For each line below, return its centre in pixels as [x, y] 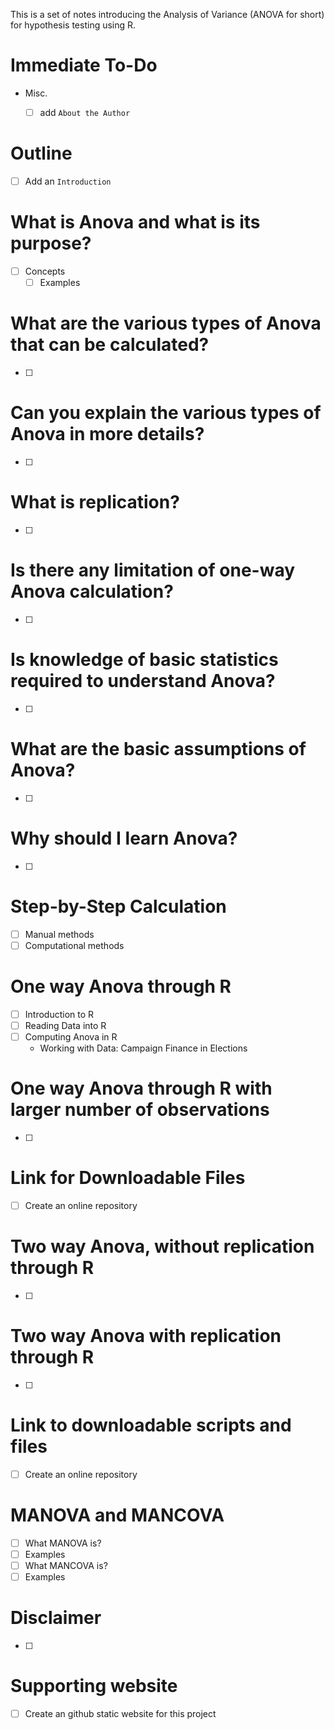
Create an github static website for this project [120, 1713]
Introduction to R [59, 1014]
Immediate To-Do [84, 65]
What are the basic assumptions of [158, 748]
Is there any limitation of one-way [153, 570]
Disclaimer [56, 1618]
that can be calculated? [110, 345]
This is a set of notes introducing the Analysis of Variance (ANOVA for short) [167, 14]
